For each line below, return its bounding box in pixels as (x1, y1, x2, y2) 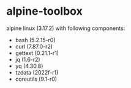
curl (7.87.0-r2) (15, 43, 53, 50)
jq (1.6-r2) (15, 56, 41, 63)
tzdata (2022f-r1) (15, 68, 59, 76)
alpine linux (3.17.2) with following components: (6, 24, 125, 32)
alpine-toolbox (6, 4, 83, 18)
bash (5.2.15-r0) (15, 36, 56, 43)
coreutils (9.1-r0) (15, 75, 57, 82)
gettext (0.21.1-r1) (15, 49, 59, 56)
